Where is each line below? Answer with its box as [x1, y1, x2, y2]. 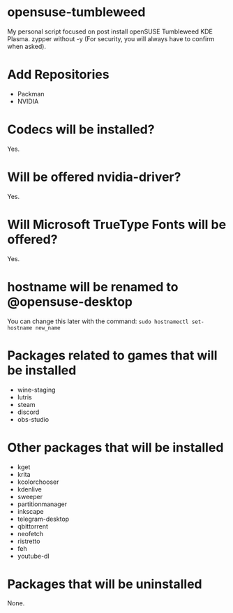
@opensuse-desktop [7, 294, 133, 309]
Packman [17, 89, 45, 98]
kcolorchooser [17, 478, 59, 486]
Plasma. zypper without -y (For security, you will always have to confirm [7, 34, 215, 43]
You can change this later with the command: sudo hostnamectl [7, 317, 189, 325]
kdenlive [17, 485, 42, 493]
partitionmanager [17, 500, 68, 508]
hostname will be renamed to [7, 279, 179, 295]
